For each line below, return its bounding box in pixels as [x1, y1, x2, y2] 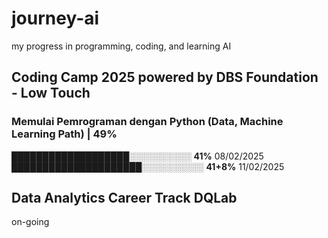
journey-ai [11, 7, 100, 30]
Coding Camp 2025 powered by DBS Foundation [11, 69, 319, 86]
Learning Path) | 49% [11, 127, 118, 141]
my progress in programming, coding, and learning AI [11, 40, 232, 52]
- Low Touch [11, 85, 91, 102]
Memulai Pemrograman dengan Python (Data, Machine [11, 115, 284, 129]
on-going [11, 216, 50, 228]
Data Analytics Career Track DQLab [11, 190, 238, 207]
